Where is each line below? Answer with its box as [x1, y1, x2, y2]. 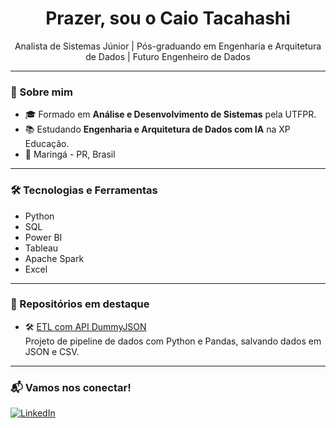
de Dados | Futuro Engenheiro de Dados [85, 50, 251, 62]
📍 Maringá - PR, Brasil [24, 148, 116, 161]
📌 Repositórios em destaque [10, 297, 150, 311]
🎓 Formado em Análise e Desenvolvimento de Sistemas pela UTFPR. [24, 108, 317, 121]
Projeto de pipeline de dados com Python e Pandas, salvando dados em [24, 335, 322, 347]
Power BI [24, 231, 63, 243]
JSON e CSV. [24, 345, 80, 357]
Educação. [24, 138, 70, 150]
